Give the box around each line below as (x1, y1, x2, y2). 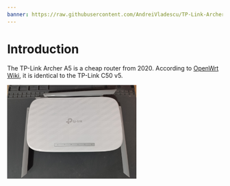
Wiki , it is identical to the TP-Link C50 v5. (7, 71, 123, 79)
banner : (7, 11, 29, 18)
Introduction (7, 41, 79, 57)
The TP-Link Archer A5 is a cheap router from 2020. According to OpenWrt (7, 64, 219, 72)
